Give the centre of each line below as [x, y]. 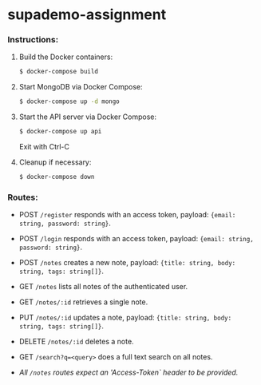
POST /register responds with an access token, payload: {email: [127, 215]
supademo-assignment [87, 15]
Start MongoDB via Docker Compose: [81, 87]
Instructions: [33, 40]
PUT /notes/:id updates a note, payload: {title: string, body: [125, 318]
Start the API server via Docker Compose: [88, 117]
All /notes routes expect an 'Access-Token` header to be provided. [129, 372]
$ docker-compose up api [60, 132]
